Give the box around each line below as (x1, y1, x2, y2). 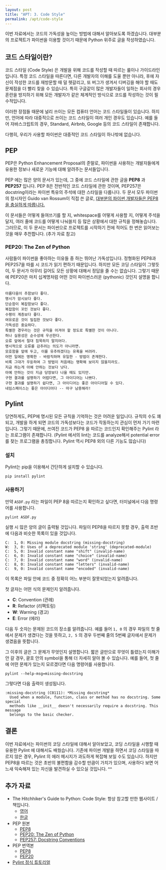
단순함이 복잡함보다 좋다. (5, 301, 50, 307)
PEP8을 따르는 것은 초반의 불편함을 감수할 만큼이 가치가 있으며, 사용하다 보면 (5, 759, 154, 765)
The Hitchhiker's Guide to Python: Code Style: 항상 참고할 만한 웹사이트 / (12, 796, 158, 802)
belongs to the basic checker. (9, 712, 74, 717)
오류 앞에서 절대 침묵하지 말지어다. (5, 339, 67, 344)
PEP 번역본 (12, 843, 34, 849)
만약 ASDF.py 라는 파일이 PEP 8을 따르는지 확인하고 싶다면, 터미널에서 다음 (5, 499, 149, 505)
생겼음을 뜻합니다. (5, 638, 40, 644)
